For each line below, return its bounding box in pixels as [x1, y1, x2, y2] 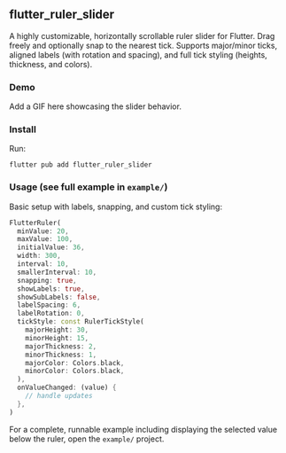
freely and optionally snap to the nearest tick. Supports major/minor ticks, [9, 40, 277, 51]
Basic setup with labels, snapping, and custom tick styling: [9, 201, 223, 212]
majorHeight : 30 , [25, 325, 89, 335]
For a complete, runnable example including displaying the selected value [9, 424, 277, 434]
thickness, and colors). [9, 59, 93, 69]
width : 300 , [17, 252, 62, 261]
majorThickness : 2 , [25, 341, 97, 351]
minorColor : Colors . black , [25, 367, 125, 376]
